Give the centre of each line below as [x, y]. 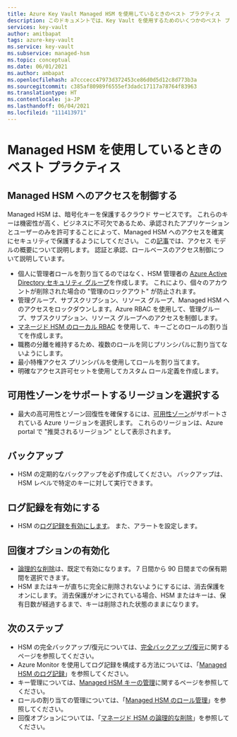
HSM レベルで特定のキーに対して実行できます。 [87, 483]
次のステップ [35, 628]
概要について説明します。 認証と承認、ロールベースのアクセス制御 [115, 249]
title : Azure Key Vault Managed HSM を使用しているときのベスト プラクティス [114, 14]
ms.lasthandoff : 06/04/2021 [49, 106]
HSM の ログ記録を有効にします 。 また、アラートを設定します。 [109, 526]
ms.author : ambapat [36, 73]
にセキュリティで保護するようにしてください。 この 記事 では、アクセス [110, 241]
